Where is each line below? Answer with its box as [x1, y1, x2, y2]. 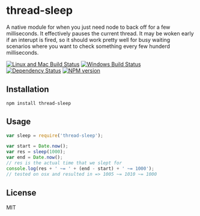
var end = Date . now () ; [6, 154, 63, 161]
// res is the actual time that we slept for [6, 160, 122, 166]
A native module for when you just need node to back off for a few [6, 23, 171, 31]
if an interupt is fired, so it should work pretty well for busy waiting [6, 36, 171, 43]
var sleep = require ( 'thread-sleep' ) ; [6, 133, 103, 139]
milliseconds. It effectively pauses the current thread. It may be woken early [6, 29, 194, 37]
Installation [6, 85, 49, 95]
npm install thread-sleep [6, 100, 71, 106]
